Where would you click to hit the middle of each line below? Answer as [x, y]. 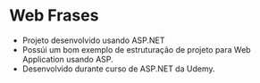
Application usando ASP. [67, 59]
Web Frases [54, 16]
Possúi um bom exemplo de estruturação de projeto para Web [137, 49]
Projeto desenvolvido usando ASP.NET [93, 40]
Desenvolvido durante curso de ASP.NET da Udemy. [118, 69]
